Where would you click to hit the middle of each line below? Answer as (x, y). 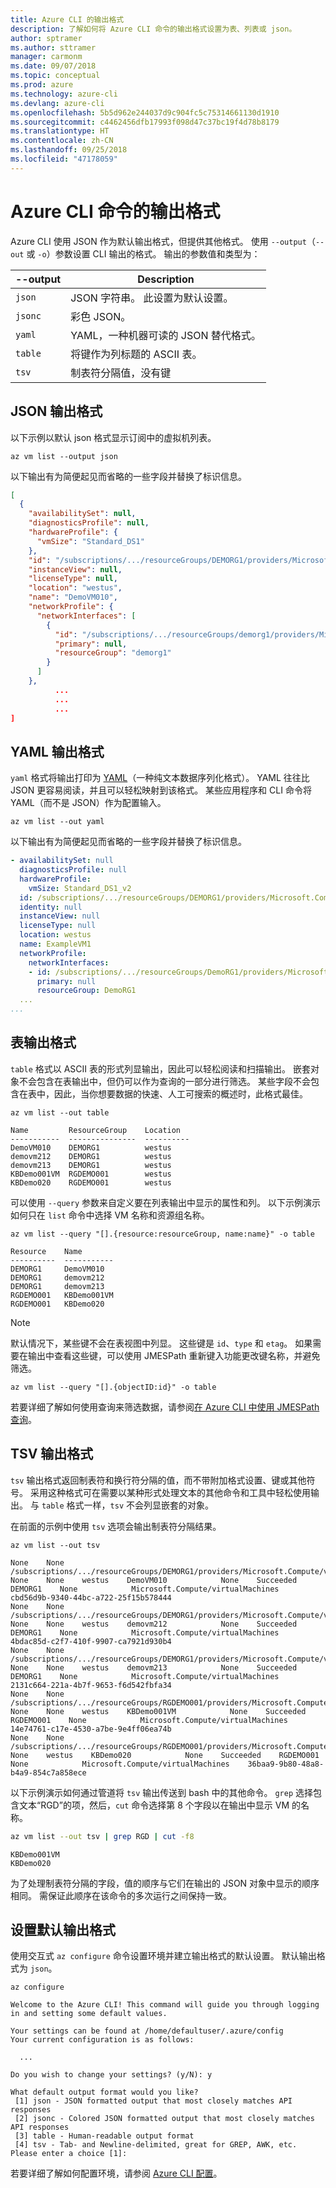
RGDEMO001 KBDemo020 (57, 1304)
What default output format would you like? (104, 2092)
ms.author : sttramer (53, 47)
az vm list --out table (60, 1112)
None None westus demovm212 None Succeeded (154, 1624)
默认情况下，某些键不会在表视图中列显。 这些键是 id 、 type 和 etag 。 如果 (161, 1343)
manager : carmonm (46, 57)
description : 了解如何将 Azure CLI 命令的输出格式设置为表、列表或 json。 (153, 29)
